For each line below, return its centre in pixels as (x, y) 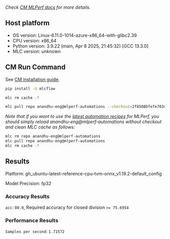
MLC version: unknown (36, 51)
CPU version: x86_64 (34, 40)
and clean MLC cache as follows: (40, 127)
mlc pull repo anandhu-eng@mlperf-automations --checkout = (69, 107)
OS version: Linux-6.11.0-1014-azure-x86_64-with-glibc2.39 (75, 35)
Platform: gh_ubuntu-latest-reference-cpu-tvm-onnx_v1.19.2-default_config (83, 173)
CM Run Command (35, 67)
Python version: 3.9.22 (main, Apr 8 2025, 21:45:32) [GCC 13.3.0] (80, 46)
